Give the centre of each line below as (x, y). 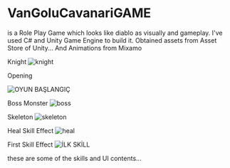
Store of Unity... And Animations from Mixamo (75, 48)
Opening (20, 75)
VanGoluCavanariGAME (79, 13)
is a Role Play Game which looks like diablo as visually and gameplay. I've (115, 33)
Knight (17, 61)
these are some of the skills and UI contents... (74, 158)
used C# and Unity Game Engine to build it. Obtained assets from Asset (112, 40)
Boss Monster (28, 103)
